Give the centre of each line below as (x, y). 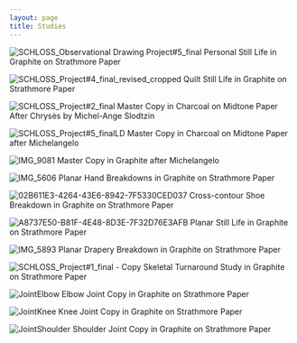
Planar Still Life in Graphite (239, 222)
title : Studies (38, 26)
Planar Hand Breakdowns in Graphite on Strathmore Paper (167, 178)
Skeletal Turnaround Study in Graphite (214, 266)
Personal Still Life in (240, 51)
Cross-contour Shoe (227, 195)
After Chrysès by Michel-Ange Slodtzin (82, 116)
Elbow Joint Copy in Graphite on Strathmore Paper (156, 293)
